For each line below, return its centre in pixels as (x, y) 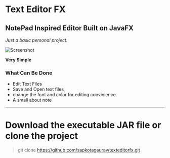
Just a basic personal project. (36, 40)
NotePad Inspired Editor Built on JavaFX (70, 28)
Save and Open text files (38, 89)
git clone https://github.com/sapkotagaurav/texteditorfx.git (79, 150)
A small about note (32, 100)
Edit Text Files (27, 84)
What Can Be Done (29, 73)
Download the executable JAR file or (83, 125)
